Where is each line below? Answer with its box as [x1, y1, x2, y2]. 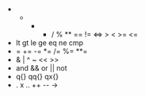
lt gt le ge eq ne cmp [15, 38, 84, 48]
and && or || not [15, 63, 67, 72]
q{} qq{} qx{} [15, 72, 59, 81]
